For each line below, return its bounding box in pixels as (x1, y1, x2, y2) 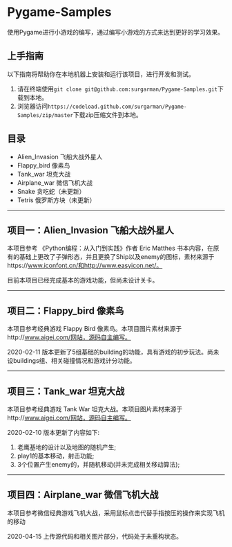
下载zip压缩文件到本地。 (72, 110, 143, 118)
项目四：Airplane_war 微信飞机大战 (7, 489, 159, 501)
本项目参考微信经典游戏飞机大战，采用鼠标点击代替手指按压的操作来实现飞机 (7, 508, 225, 517)
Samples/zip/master (17, 111, 74, 118)
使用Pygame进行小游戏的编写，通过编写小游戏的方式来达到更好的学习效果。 (7, 28, 224, 36)
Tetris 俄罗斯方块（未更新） (17, 195, 96, 204)
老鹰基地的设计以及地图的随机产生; (17, 443, 117, 451)
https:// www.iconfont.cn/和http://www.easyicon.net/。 (7, 261, 163, 270)
